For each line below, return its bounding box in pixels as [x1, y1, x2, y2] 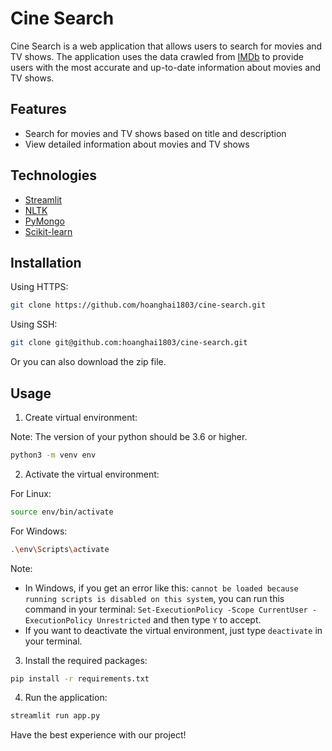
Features [10, 101, 67, 118]
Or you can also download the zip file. [10, 356, 167, 368]
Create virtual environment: [24, 411, 138, 423]
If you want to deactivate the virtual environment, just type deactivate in [24, 624, 323, 636]
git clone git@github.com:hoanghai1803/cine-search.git [10, 338, 248, 348]
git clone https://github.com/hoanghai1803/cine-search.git [10, 300, 267, 311]
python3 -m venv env [10, 450, 97, 460]
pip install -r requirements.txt [10, 673, 150, 684]
